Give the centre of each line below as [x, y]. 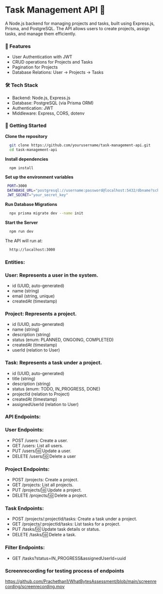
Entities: [15, 262]
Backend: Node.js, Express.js [41, 98]
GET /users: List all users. [38, 445]
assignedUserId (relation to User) [45, 404]
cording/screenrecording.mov [35, 586]
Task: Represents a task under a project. [54, 363]
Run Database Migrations [31, 204]
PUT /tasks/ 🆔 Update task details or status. [56, 529]
